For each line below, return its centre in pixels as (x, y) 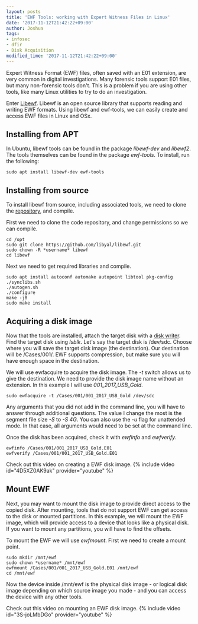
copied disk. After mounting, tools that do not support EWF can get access (97, 510)
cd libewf (18, 255)
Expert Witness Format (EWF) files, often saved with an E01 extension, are (96, 72)
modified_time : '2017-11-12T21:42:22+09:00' (62, 56)
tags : (13, 34)
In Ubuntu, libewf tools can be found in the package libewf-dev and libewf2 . (98, 148)
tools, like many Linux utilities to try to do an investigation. (77, 91)
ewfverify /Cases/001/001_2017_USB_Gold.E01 (62, 454)
